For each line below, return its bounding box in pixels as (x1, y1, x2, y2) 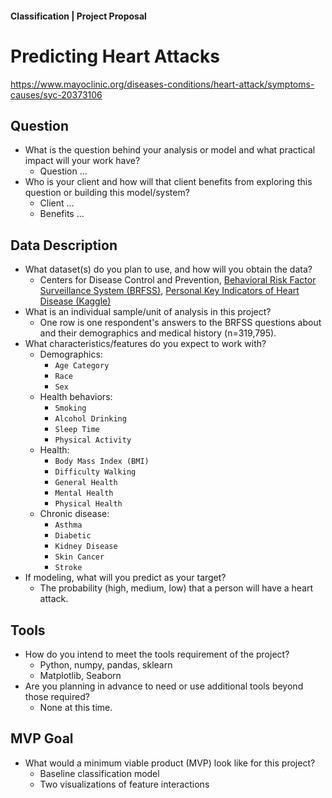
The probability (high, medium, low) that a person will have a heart (39, 582, 314, 594)
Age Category (54, 361, 110, 371)
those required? (24, 690, 90, 702)
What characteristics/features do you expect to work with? (24, 338, 267, 350)
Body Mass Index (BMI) (54, 457, 150, 467)
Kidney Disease (54, 542, 118, 552)
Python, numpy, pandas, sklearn (39, 658, 173, 671)
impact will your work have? (24, 155, 141, 167)
